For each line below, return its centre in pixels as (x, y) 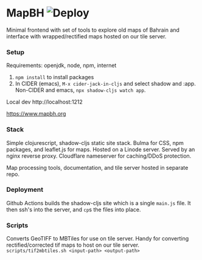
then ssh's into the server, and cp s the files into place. (74, 209)
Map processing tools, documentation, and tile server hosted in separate (97, 167)
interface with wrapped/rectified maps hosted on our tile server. (86, 36)
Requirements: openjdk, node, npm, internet (61, 65)
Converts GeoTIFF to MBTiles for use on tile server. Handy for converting (98, 239)
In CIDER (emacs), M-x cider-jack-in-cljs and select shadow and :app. (105, 84)
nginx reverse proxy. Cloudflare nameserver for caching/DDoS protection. (99, 156)
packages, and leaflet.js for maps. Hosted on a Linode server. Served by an (101, 149)
